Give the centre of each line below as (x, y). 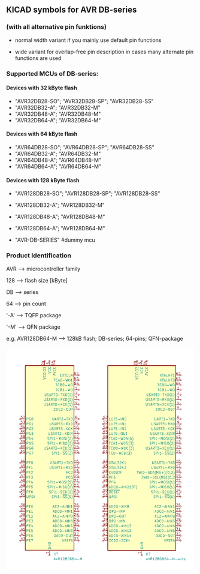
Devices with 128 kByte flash (43, 180)
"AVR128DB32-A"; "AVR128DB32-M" (60, 205)
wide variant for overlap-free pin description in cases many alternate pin (104, 52)
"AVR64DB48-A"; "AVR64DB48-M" (58, 160)
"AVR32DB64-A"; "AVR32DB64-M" (58, 120)
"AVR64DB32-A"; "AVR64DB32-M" (58, 154)
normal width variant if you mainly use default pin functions (88, 40)
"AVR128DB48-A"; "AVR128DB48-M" (60, 217)
